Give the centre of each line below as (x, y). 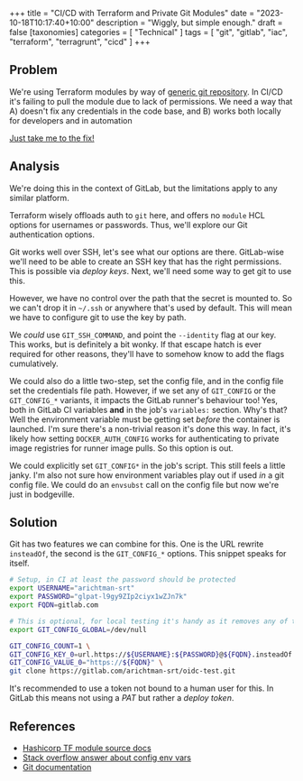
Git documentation (57, 767)
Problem (34, 70)
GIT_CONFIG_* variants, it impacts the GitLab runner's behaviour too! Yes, (143, 400)
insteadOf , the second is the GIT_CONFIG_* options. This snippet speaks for (148, 554)
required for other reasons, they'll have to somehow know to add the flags (147, 354)
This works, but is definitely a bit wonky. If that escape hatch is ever (135, 344)
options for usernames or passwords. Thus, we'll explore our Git (129, 225)
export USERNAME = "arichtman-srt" (72, 588)
